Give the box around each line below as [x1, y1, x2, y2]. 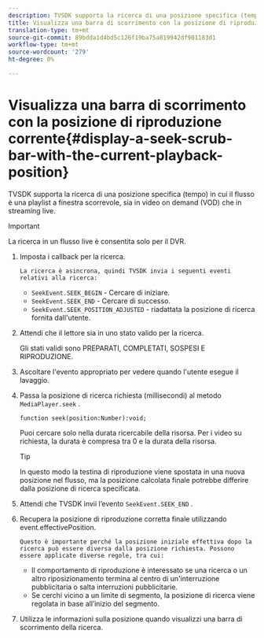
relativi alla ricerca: [19, 273, 98, 282]
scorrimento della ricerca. [19, 622, 104, 632]
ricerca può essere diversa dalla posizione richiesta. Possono [19, 544, 235, 552]
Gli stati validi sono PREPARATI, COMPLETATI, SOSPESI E [19, 343, 206, 353]
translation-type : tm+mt [8, 26, 90, 34]
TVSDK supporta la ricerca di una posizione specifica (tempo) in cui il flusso [8, 189, 255, 198]
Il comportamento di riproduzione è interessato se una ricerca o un [31, 565, 247, 575]
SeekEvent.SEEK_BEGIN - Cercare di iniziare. [31, 287, 170, 297]
